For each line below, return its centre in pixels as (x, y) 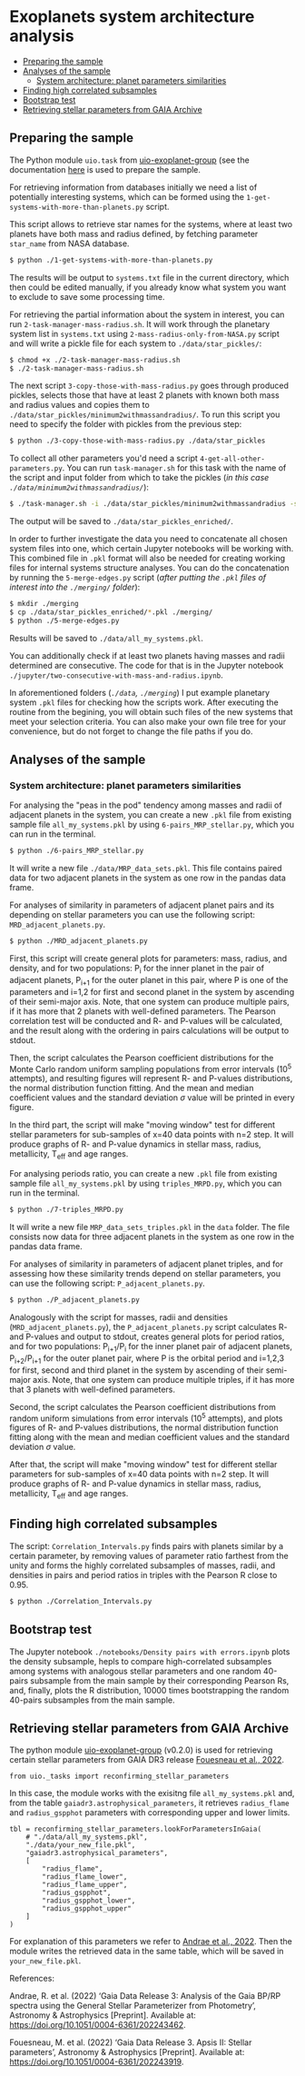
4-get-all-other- (232, 459)
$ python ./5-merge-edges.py (64, 621)
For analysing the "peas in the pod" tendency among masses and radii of (146, 805)
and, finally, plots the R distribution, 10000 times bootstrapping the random (149, 1690)
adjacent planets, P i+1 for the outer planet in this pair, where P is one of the (149, 981)
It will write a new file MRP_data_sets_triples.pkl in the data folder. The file (150, 1227)
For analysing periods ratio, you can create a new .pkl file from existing (143, 1174)
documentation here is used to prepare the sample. (105, 169)
